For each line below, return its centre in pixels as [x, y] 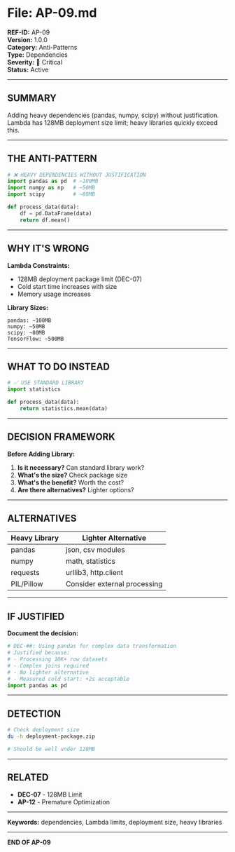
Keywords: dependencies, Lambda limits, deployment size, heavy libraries [115, 822]
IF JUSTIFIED [36, 616]
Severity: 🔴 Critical [35, 62]
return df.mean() [45, 220]
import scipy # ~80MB [51, 194]
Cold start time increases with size [67, 286]
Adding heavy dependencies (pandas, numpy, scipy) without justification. [113, 115]
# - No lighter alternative [48, 672]
